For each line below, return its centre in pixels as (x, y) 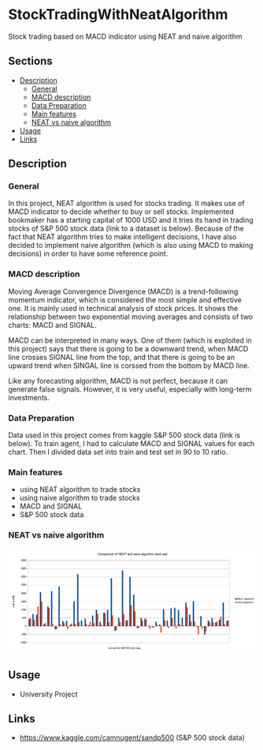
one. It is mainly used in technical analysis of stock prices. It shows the (123, 308)
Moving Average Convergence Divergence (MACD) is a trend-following (123, 291)
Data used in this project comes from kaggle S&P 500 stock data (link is (124, 435)
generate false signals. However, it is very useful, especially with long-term (130, 389)
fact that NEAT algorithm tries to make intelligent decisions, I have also (122, 237)
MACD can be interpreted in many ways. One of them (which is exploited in (130, 340)
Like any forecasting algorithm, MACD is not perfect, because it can (118, 381)
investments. (29, 397)
